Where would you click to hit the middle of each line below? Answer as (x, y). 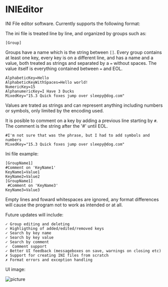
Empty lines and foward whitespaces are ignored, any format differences (82, 199)
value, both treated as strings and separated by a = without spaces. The (81, 63)
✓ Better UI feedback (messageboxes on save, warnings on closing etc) (83, 251)
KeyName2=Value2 (23, 176)
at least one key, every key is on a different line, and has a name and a (79, 58)
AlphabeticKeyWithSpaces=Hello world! (47, 82)
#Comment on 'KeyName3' (33, 185)
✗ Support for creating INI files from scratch (57, 255)
